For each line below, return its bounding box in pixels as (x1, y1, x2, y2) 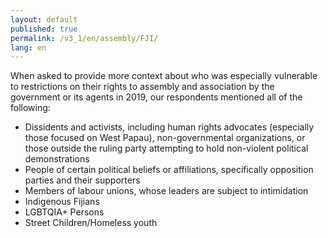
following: (10, 102, 51, 114)
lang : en (10, 42, 47, 53)
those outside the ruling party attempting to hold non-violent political (24, 142, 309, 155)
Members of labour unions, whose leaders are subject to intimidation (24, 185, 309, 197)
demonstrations (24, 153, 90, 165)
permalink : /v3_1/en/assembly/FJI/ (10, 33, 159, 43)
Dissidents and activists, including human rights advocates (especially (24, 121, 315, 133)
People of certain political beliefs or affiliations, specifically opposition (24, 164, 314, 176)
